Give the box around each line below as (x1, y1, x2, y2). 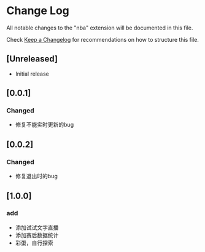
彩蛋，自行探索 (15, 239, 53, 246)
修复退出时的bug (15, 173, 58, 180)
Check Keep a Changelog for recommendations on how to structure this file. (6, 36, 199, 43)
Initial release (15, 70, 49, 77)
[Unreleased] (6, 53, 58, 65)
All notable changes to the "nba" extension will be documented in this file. (6, 24, 193, 31)
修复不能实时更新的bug (15, 121, 74, 128)
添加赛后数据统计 (15, 231, 59, 238)
